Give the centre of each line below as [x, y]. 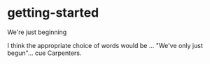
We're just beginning [37, 32]
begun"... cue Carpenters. [44, 53]
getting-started [53, 13]
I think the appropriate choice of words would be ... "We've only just [105, 45]
